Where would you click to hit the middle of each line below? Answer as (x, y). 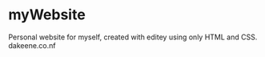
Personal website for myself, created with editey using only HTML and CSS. (133, 37)
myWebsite (47, 15)
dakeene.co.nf (32, 45)
